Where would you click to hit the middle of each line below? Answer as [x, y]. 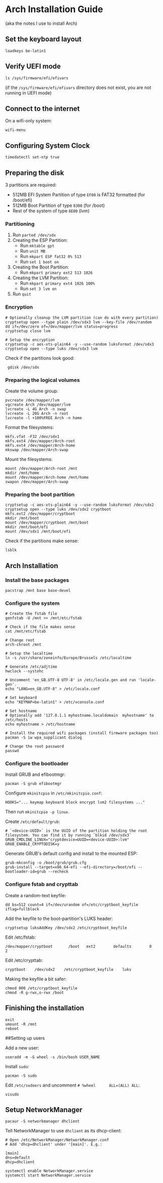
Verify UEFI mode [33, 67]
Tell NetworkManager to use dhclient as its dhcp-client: [63, 1131]
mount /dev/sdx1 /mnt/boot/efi [38, 532]
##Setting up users [25, 1038]
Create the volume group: [32, 391]
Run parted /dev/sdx [34, 235]
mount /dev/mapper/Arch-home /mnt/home [47, 477]
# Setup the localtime [29, 653]
